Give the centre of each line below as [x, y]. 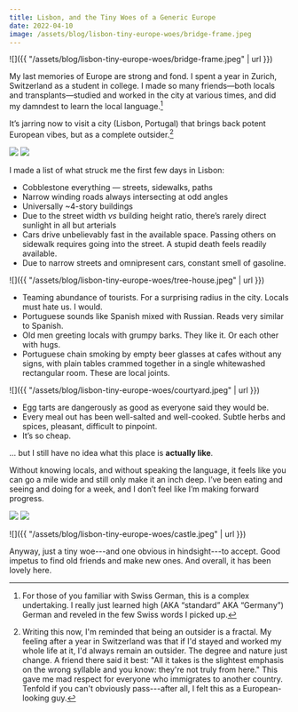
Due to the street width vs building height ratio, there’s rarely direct [144, 215]
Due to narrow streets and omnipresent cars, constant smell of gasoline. [154, 262]
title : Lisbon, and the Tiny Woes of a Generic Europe [113, 17]
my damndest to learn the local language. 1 [86, 106]
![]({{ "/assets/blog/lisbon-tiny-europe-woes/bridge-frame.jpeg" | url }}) [141, 60]
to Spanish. [43, 325]
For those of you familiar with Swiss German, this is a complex [136, 596]
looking [35, 698]
